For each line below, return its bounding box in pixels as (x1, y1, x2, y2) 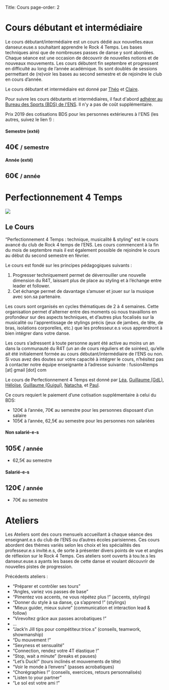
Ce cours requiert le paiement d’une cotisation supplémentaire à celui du (5, 392, 156, 398)
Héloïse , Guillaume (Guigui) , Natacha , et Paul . (5, 382, 100, 388)
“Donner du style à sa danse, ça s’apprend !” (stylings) (12, 599, 126, 606)
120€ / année (5, 484, 43, 492)
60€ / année (5, 171, 40, 180)
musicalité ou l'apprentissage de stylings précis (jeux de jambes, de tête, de (5, 319, 163, 325)
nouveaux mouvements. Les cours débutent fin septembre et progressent (5, 60, 159, 66)
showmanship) (12, 632, 44, 638)
